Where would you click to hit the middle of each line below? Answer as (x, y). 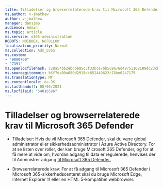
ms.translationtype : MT (29, 77)
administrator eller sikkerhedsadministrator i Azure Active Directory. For (83, 144)
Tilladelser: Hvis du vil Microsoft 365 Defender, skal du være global (79, 139)
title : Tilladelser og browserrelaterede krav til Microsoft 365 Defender (82, 9)
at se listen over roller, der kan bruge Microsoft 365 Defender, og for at (83, 150)
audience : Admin (21, 28)
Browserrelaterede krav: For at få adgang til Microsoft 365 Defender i (81, 169)
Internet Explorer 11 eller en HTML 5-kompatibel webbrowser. (73, 179)
